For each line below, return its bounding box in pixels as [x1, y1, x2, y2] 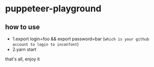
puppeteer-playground [5, 3, 102, 14]
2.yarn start [12, 47, 36, 52]
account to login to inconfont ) [12, 41, 79, 47]
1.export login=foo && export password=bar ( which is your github [12, 36, 150, 42]
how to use [5, 23, 40, 31]
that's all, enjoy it [5, 56, 40, 62]
